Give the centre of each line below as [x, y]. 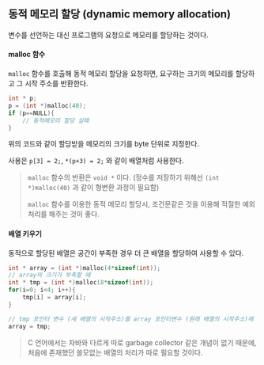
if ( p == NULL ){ [32, 113]
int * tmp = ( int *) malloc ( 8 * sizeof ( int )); [81, 283]
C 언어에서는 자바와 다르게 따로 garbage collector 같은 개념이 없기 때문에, [142, 342]
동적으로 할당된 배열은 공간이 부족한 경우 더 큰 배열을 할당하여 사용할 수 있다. [126, 253]
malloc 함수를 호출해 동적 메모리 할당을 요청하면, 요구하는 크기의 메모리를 [121, 74]
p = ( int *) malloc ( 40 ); [47, 105]
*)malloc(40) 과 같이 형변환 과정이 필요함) [93, 188]
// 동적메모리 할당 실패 [56, 120]
